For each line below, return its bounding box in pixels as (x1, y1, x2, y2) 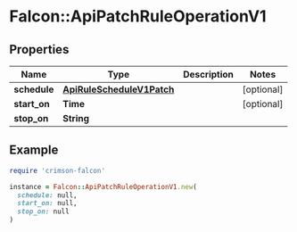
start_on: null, (17, 199, 78, 208)
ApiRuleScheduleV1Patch (62, 83, 175, 95)
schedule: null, (17, 190, 78, 200)
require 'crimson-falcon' (9, 166, 105, 175)
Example (9, 143, 59, 158)
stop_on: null (17, 207, 70, 216)
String (62, 112, 90, 124)
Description (182, 69, 235, 80)
